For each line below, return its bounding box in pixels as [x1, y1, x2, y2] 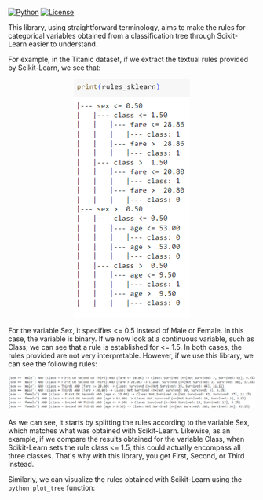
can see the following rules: [8, 359, 98, 369]
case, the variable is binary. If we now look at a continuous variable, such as [8, 334, 255, 344]
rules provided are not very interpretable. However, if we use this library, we [8, 351, 254, 360]
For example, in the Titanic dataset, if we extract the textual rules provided [8, 55, 249, 64]
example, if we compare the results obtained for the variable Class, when [8, 435, 245, 444]
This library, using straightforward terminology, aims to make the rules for [8, 23, 246, 31]
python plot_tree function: [8, 483, 96, 493]
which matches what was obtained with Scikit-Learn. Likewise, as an [8, 426, 231, 436]
